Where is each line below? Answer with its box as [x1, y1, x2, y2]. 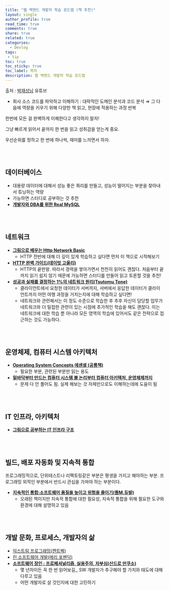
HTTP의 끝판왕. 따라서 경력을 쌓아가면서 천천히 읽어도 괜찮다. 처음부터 [20, 266, 159, 272]
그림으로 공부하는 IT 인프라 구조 [12, 427, 74, 433]
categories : [5, 40, 30, 45]
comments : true [5, 26, 37, 31]
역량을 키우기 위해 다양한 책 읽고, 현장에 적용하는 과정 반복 [22, 104, 136, 111]
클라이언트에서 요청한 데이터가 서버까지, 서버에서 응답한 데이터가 [20, 285, 147, 291]
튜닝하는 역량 [18, 189, 44, 195]
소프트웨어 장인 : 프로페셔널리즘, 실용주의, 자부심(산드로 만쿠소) [12, 560, 137, 566]
